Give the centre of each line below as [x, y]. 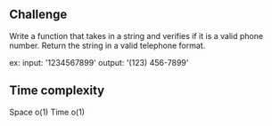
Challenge [38, 15]
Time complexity [57, 91]
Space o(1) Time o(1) [47, 112]
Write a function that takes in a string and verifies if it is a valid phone [136, 35]
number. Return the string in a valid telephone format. [107, 45]
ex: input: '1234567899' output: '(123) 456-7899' [99, 62]
